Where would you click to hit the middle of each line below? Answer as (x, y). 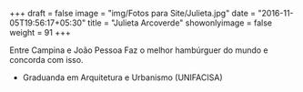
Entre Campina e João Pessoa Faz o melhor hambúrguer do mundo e (139, 50)
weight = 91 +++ (40, 32)
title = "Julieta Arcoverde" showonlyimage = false (180, 23)
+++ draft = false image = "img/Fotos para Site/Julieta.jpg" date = (133, 13)
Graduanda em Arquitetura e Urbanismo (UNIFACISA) (122, 77)
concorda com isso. (46, 60)
